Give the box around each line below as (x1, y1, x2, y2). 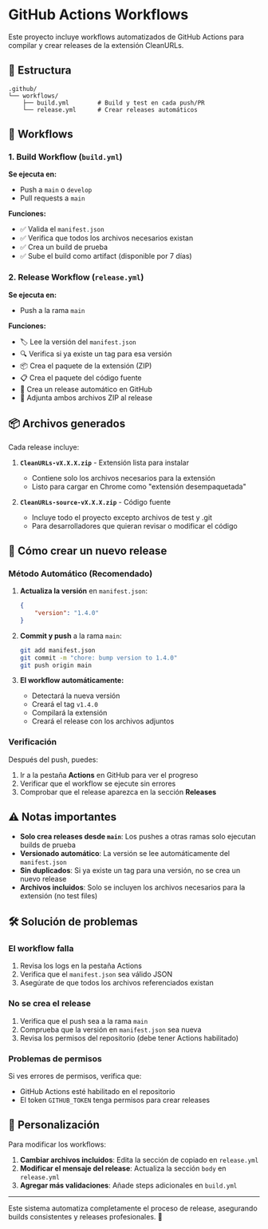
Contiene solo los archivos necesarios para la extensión (31, 473, 215, 482)
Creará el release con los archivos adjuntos (31, 716, 175, 726)
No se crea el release (8, 998, 92, 1009)
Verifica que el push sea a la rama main (19, 1016, 148, 1025)
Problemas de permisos (8, 1053, 102, 1064)
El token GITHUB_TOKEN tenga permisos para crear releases (19, 1095, 210, 1104)
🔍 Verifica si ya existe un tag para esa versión (19, 349, 172, 359)
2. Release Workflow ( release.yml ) (8, 272, 144, 283)
